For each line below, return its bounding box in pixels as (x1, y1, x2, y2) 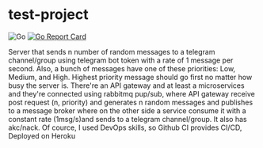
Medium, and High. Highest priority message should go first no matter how (8, 72, 253, 82)
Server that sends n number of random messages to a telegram (8, 47, 215, 56)
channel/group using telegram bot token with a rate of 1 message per (8, 55, 234, 65)
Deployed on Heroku (8, 131, 76, 140)
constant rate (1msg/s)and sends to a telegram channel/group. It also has (8, 114, 247, 123)
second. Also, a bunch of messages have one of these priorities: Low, (8, 63, 236, 73)
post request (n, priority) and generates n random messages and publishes (8, 97, 253, 107)
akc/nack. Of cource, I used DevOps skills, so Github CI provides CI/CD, (8, 123, 242, 132)
